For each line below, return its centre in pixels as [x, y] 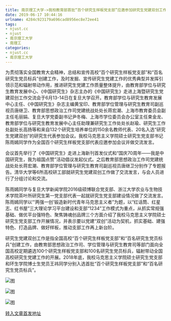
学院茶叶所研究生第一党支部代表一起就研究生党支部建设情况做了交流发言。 [88, 196]
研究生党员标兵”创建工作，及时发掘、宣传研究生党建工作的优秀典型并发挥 [82, 79]
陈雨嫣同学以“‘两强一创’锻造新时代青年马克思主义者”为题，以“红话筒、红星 [83, 202]
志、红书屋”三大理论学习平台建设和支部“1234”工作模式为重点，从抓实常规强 [85, 209]
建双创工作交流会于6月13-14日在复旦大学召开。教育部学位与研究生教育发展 [84, 98]
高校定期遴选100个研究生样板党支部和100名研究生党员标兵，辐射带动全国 [86, 251]
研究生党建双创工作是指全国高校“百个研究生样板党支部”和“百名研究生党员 [82, 238]
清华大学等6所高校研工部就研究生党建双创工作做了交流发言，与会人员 [87, 172]
